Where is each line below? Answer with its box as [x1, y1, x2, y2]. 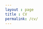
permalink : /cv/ [5, 16, 38, 21]
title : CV [5, 12, 27, 17]
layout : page [5, 7, 34, 12]
